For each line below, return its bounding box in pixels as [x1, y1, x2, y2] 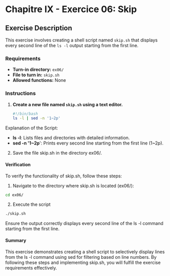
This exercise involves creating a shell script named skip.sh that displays [5, 37, 158, 43]
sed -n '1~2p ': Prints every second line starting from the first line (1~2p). [12, 140, 163, 146]
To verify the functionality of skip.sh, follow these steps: [5, 173, 122, 179]
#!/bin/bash [12, 111, 38, 116]
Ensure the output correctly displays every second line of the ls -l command [5, 220, 163, 226]
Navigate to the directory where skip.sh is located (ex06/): [12, 182, 134, 189]
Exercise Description [5, 24, 72, 32]
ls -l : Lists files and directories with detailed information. [12, 135, 130, 141]
